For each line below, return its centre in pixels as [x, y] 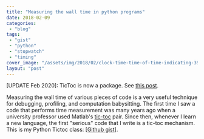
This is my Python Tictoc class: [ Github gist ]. [62, 130]
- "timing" [22, 57]
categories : [21, 23]
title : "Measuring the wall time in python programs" [76, 12]
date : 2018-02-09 [28, 18]
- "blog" [20, 29]
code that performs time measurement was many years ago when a [91, 110]
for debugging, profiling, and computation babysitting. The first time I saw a [101, 104]
